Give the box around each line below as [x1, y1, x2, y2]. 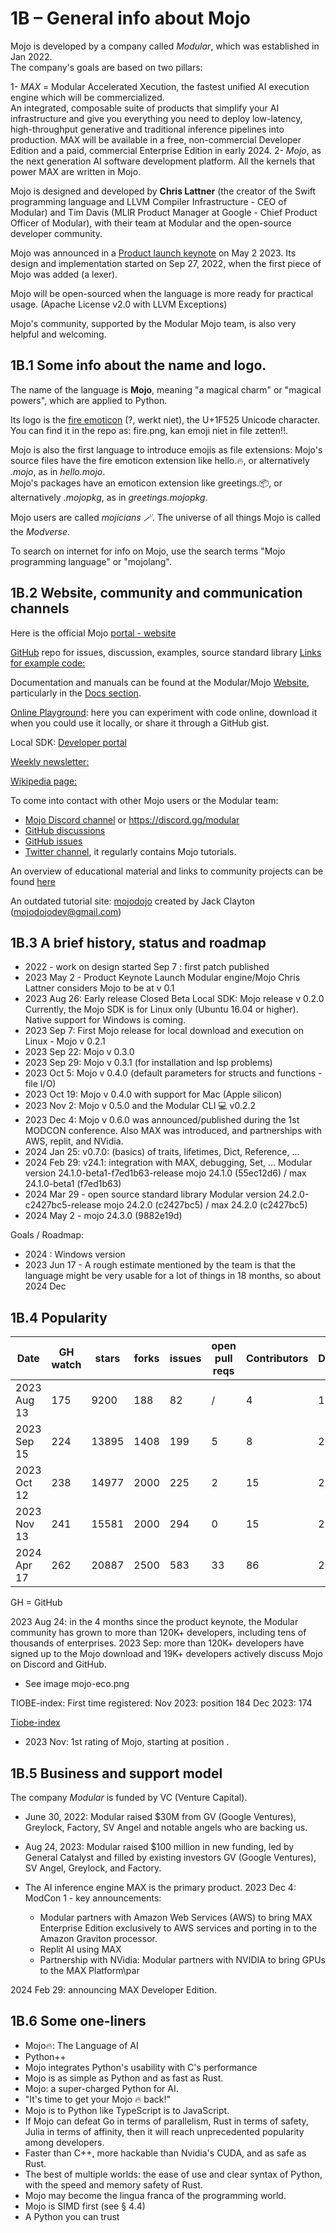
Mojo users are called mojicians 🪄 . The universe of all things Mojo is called [10, 511, 322, 523]
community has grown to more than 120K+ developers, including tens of [10, 1627, 307, 1639]
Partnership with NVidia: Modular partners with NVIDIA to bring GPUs [39, 1954, 327, 1966]
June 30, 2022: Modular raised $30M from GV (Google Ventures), [24, 1811, 297, 1822]
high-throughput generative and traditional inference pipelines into [10, 123, 285, 135]
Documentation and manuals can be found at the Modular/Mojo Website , [10, 676, 310, 688]
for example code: [10, 657, 86, 669]
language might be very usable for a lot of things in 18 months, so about [24, 1270, 321, 1282]
